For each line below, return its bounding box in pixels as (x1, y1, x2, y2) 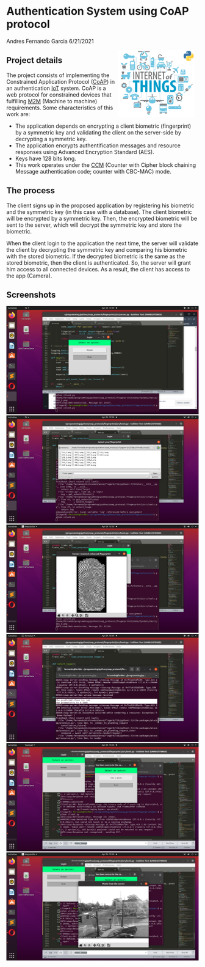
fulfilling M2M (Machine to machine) (6, 97, 98, 105)
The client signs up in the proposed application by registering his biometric (6, 202, 195, 209)
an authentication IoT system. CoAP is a (6, 84, 106, 92)
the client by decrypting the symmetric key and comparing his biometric (6, 246, 188, 253)
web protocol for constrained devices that (6, 90, 112, 98)
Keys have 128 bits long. (15, 155, 76, 162)
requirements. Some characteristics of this (6, 104, 113, 111)
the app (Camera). (6, 272, 52, 279)
